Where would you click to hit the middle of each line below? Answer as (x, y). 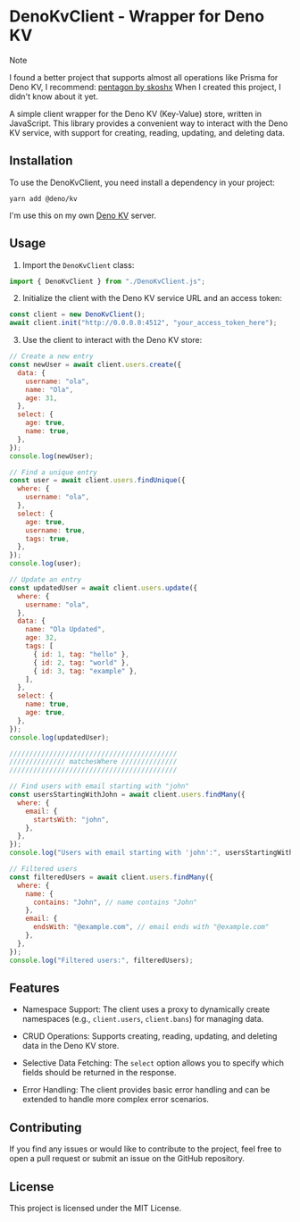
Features (34, 988)
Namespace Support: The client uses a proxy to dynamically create (146, 1009)
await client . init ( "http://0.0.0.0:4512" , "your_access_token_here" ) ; (143, 323)
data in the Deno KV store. (71, 1046)
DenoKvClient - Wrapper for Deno (137, 17)
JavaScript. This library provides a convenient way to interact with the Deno (149, 123)
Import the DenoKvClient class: (78, 264)
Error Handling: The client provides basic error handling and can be (146, 1090)
